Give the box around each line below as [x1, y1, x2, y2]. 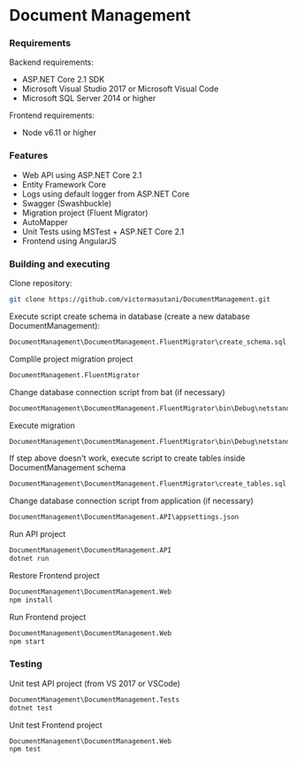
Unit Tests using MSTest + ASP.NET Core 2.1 [21, 226, 185, 237]
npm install [9, 595, 53, 604]
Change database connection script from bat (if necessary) [9, 386, 225, 397]
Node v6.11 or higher [21, 128, 97, 138]
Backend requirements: [9, 57, 95, 67]
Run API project [9, 529, 66, 540]
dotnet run [9, 555, 49, 564]
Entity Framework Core [21, 179, 106, 190]
